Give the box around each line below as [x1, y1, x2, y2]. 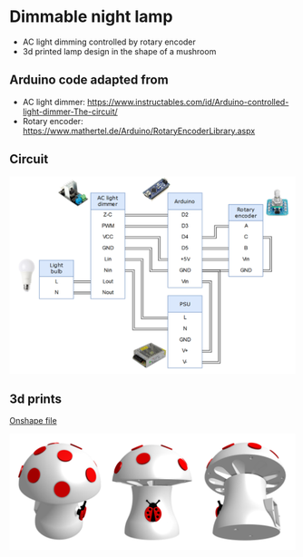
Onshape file [9, 415, 57, 426]
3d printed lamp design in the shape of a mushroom [22, 45, 217, 56]
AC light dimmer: [22, 96, 86, 107]
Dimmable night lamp [9, 6, 173, 27]
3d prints [9, 391, 62, 406]
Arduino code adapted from [9, 73, 170, 88]
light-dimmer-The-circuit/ [22, 106, 118, 117]
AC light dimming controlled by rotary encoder [22, 36, 197, 47]
